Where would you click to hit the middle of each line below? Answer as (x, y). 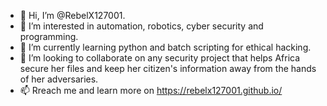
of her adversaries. (59, 79)
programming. (49, 36)
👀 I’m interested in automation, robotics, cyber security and (141, 26)
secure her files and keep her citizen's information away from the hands (168, 68)
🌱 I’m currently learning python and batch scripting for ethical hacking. (165, 47)
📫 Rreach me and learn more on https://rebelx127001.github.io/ (151, 90)
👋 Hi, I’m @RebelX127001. (72, 15)
